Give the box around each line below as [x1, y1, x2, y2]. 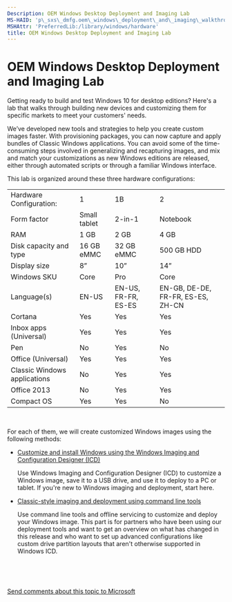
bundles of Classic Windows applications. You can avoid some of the [7, 139, 204, 148]
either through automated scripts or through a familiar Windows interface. [7, 162, 217, 170]
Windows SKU [10, 272, 57, 282]
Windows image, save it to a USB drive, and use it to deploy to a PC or [17, 476, 217, 485]
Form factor [10, 215, 49, 224]
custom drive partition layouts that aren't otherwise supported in [17, 540, 201, 548]
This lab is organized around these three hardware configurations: [7, 175, 195, 183]
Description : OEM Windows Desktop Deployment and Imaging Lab [7, 10, 190, 17]
